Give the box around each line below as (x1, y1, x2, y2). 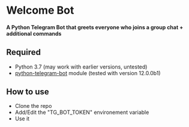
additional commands (6, 30, 62, 37)
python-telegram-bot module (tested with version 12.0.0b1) (14, 69, 161, 76)
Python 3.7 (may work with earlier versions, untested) (14, 63, 148, 70)
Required (6, 47, 41, 57)
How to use (6, 86, 49, 97)
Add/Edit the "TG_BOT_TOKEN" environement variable (14, 109, 149, 116)
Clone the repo (14, 103, 52, 110)
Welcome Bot (6, 4, 74, 17)
